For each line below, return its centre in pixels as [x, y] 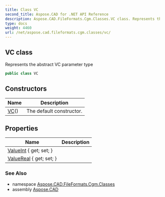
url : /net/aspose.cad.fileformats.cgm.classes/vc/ [58, 33]
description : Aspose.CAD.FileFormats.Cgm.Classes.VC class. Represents [80, 19]
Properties [22, 128]
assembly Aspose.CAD [35, 189]
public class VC [22, 73]
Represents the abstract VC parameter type [49, 64]
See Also [16, 173]
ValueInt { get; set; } [30, 151]
